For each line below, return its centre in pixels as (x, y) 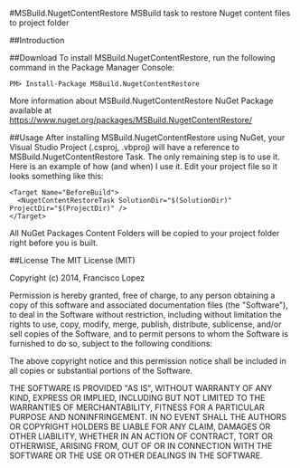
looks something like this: (56, 176)
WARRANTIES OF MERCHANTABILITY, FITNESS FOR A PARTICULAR (137, 407)
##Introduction (37, 40)
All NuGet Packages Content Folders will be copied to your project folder (145, 233)
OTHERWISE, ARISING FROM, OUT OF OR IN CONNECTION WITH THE (141, 446)
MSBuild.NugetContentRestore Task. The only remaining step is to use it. (145, 157)
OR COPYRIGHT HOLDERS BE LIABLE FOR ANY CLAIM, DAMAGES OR (140, 426)
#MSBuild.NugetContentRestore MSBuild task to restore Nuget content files (150, 13)
